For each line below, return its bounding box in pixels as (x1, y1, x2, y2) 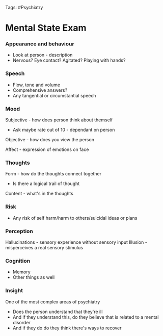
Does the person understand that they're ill (12, 308, 103, 315)
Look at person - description (12, 52, 73, 58)
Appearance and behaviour (5, 40, 75, 47)
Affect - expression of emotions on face (5, 146, 89, 152)
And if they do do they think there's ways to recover (12, 325, 122, 331)
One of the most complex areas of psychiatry (5, 298, 100, 305)
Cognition (5, 257, 31, 264)
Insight (5, 287, 23, 294)
